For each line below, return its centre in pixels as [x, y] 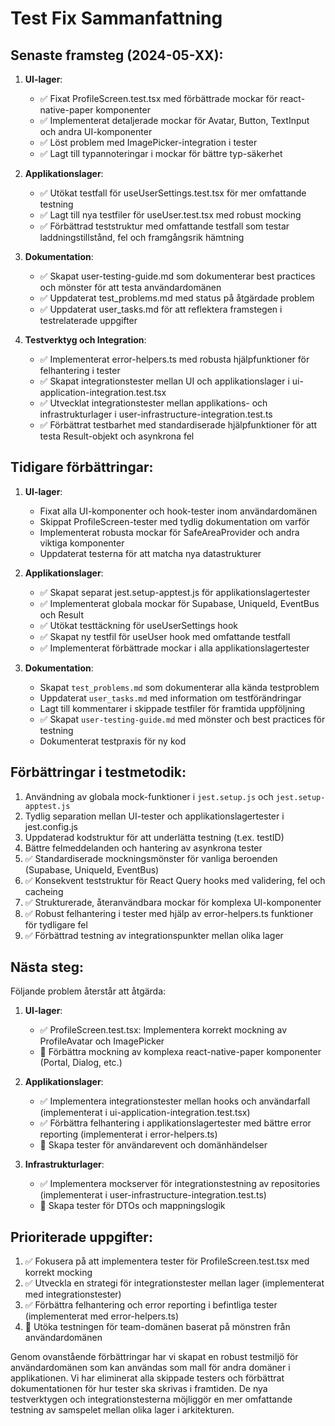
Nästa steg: [47, 967]
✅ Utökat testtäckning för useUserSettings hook [138, 625]
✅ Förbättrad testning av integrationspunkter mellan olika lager [154, 935]
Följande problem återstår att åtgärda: [88, 991]
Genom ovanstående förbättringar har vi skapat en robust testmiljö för [154, 1357]
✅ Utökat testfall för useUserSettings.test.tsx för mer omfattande [173, 193]
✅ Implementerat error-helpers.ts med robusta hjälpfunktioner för [174, 359]
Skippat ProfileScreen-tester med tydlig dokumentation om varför [174, 521]
